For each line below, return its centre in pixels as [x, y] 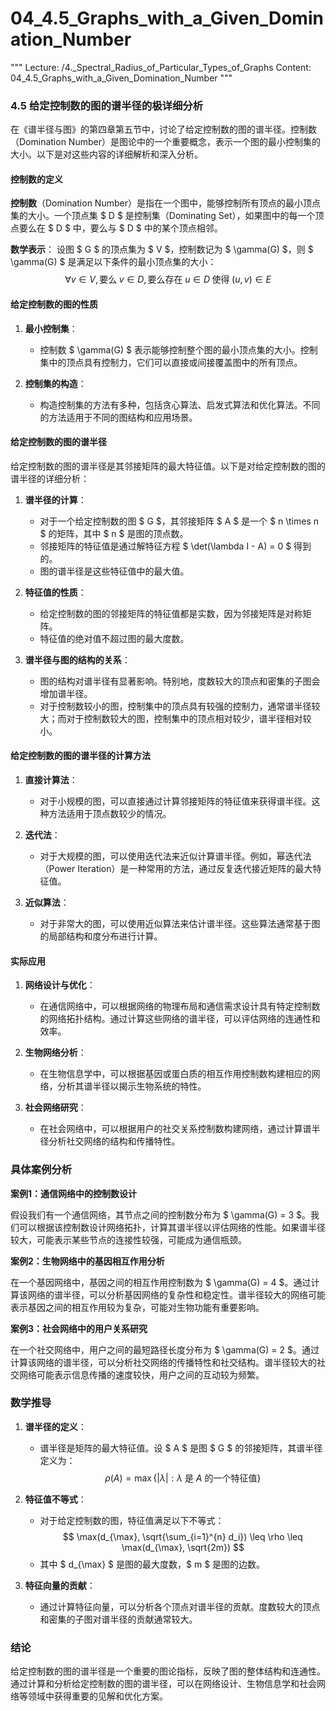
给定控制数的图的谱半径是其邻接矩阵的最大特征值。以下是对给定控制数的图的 [168, 466]
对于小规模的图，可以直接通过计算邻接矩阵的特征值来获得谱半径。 [175, 801]
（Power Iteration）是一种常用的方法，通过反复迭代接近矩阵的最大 [176, 869]
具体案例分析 [41, 1170]
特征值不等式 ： [55, 1499]
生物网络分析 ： [55, 1053]
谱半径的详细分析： [50, 478]
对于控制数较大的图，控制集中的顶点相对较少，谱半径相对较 [189, 718]
